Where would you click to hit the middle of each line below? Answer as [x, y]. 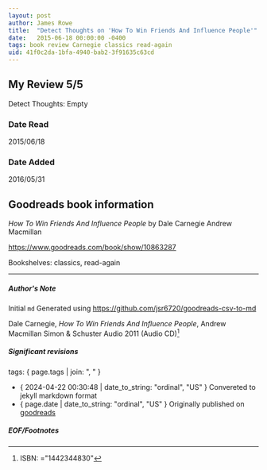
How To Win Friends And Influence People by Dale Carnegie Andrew [120, 224]
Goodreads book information [81, 204]
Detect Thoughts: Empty [48, 103]
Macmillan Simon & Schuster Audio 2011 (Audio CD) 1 [94, 333]
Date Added [32, 162]
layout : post [30, 15]
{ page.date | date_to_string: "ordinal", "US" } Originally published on [132, 404]
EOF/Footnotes [34, 430]
